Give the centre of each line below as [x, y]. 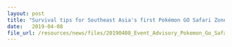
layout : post [26, 13]
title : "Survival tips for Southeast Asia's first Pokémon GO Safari [109, 20]
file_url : [21, 33]
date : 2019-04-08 [35, 26]
